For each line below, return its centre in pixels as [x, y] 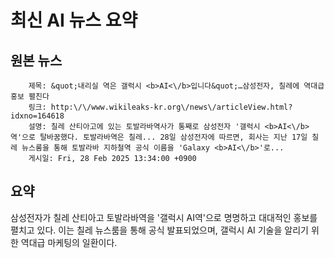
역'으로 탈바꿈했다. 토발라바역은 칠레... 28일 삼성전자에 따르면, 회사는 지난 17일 [159, 137]
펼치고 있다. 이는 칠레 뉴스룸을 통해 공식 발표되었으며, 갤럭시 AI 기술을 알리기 [159, 230]
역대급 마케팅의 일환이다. [69, 242]
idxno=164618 [37, 116]
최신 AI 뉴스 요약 [74, 20]
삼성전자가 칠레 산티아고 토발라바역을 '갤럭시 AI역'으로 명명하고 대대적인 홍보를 [164, 217]
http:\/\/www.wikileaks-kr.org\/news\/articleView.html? [171, 107]
